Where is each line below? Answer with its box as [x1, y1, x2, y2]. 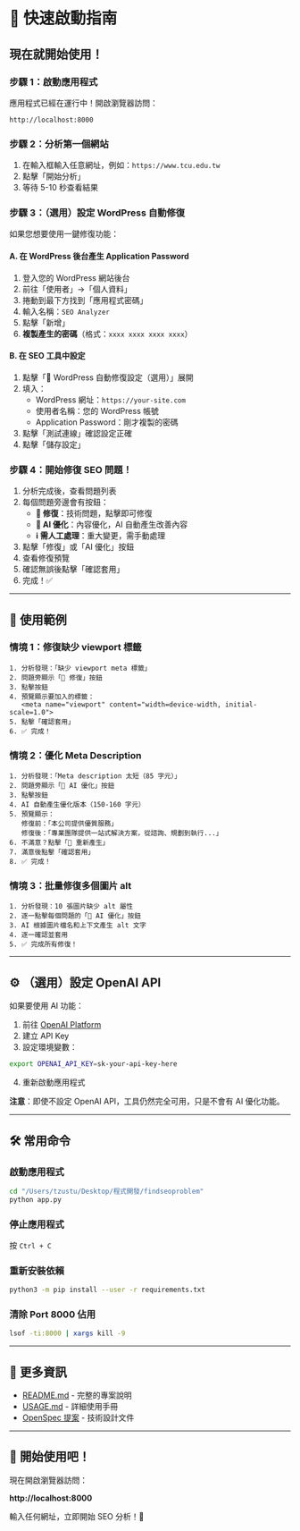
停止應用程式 [9, 1218, 65, 1231]
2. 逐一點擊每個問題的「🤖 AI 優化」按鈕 [9, 911, 141, 921]
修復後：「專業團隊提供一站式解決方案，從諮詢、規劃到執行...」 [21, 829, 223, 838]
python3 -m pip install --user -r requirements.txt [9, 1285, 205, 1295]
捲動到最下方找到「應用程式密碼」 [21, 294, 148, 305]
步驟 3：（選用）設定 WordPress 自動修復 [9, 207, 186, 219]
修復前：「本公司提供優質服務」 [21, 819, 118, 828]
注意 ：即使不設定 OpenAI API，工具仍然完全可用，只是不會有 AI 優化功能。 [9, 1096, 285, 1107]
